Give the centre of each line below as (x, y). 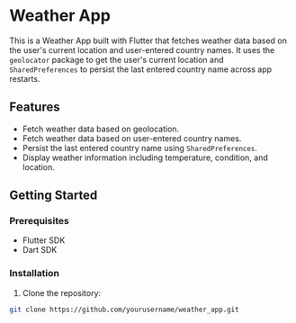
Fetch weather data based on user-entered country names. (132, 138)
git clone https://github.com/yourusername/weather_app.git (125, 310)
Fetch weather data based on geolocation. (101, 129)
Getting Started (54, 196)
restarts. (25, 78)
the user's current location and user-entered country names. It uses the (142, 49)
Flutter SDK (44, 240)
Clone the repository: (62, 292)
